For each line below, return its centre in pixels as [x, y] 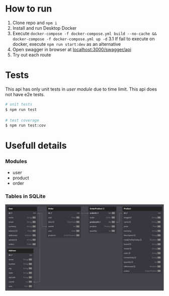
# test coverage [22, 120]
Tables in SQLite [25, 196]
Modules [16, 162]
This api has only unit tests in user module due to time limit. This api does [81, 89]
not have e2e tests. [25, 94]
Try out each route [32, 55]
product [21, 178]
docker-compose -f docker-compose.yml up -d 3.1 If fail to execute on [83, 39]
